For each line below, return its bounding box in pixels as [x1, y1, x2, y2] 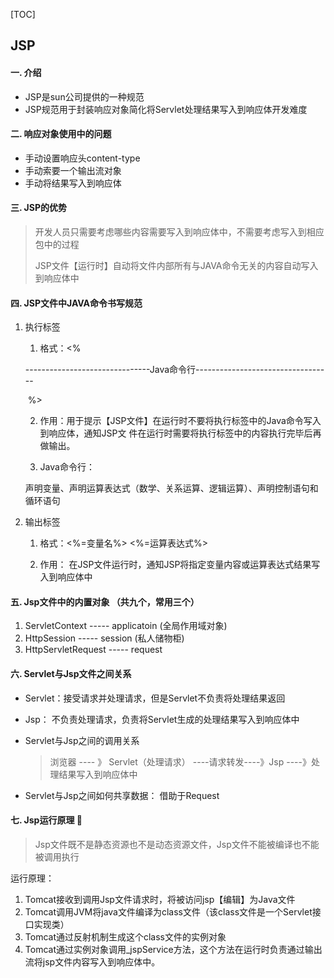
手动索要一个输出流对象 [24, 164, 122, 176]
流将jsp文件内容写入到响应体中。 [24, 955, 161, 968]
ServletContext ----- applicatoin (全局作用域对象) [24, 620, 228, 632]
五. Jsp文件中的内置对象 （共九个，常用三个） [10, 595, 200, 608]
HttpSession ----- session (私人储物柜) [24, 632, 185, 644]
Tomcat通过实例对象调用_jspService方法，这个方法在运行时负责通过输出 [24, 943, 323, 955]
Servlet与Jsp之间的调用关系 [24, 734, 140, 746]
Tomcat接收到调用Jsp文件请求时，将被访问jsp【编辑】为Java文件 [24, 893, 296, 905]
